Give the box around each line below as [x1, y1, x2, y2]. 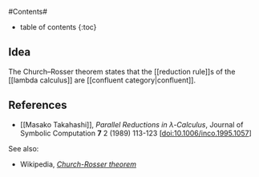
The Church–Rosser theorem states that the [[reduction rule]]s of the [8, 66, 236, 76]
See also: [8, 143, 39, 153]
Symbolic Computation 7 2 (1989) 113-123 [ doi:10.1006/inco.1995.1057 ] [19, 128, 253, 138]
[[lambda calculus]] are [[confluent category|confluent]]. [8, 75, 196, 85]
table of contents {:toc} [19, 22, 97, 31]
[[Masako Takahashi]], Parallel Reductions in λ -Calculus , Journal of [19, 119, 244, 129]
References [8, 99, 67, 112]
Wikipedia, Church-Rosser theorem [19, 159, 137, 169]
